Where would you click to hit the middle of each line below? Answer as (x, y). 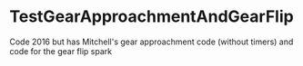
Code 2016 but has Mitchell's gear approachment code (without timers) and (151, 42)
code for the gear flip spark (61, 51)
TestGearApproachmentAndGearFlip (151, 17)
